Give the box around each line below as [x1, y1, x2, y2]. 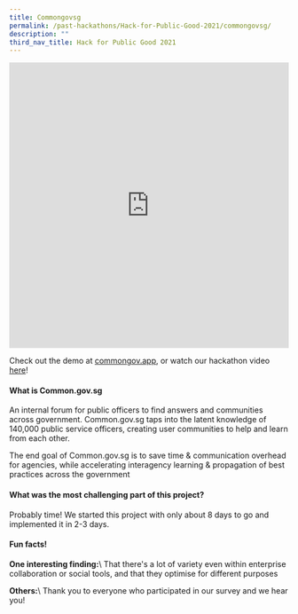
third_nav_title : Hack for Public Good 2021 [9, 37, 176, 47]
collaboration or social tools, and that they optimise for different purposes [9, 568, 278, 579]
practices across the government [9, 469, 130, 480]
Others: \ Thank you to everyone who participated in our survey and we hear [9, 585, 288, 595]
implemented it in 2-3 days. [9, 518, 110, 529]
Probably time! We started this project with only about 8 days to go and [9, 509, 270, 520]
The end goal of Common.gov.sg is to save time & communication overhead [9, 450, 286, 461]
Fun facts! [9, 539, 47, 550]
